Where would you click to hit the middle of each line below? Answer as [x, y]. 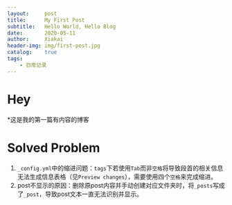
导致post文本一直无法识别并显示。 [94, 194]
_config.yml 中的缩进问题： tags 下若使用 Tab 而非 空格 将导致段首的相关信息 [120, 168]
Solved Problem [54, 148]
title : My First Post [46, 20]
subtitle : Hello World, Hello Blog [62, 26]
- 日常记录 [33, 65]
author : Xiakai [35, 39]
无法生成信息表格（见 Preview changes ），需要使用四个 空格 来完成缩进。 [117, 177]
